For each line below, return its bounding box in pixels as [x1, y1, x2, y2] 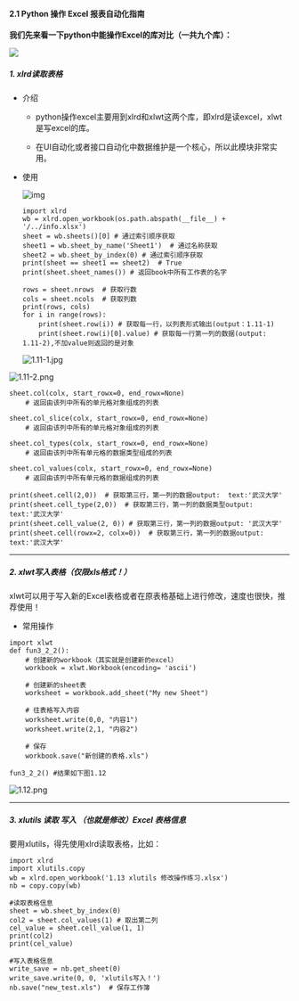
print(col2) [9, 931, 53, 940]
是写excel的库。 [35, 123, 95, 134]
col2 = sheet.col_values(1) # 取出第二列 [9, 916, 158, 925]
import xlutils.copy [9, 865, 86, 874]
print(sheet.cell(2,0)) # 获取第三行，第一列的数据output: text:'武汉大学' [9, 491, 283, 500]
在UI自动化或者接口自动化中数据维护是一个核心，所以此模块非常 [35, 142, 270, 152]
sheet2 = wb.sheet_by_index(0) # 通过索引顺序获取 [21, 250, 204, 260]
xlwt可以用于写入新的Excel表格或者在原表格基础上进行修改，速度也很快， [9, 591, 279, 602]
